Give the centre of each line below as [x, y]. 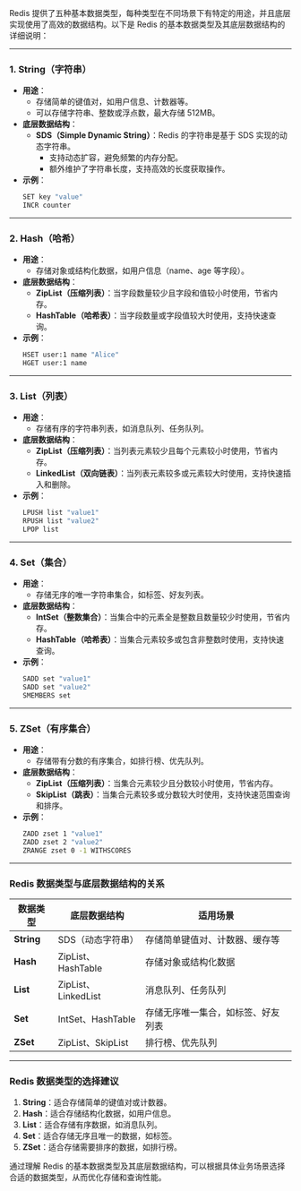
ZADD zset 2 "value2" [62, 843]
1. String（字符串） [51, 69]
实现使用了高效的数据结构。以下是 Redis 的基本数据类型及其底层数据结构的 [147, 24]
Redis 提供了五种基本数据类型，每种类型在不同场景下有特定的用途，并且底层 [150, 13]
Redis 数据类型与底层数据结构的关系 [87, 883]
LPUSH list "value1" [60, 513]
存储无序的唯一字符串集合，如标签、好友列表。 [122, 595]
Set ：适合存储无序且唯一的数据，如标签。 [99, 1136]
